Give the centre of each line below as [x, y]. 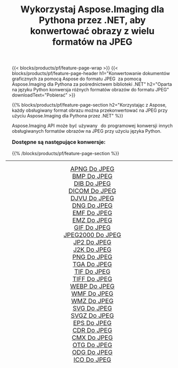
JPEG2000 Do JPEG [92, 235]
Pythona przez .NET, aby [92, 20]
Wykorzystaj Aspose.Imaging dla [92, 9]
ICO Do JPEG [92, 360]
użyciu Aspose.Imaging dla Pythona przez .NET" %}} [68, 116]
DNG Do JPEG [92, 206]
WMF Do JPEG [92, 293]
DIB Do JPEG [92, 183]
